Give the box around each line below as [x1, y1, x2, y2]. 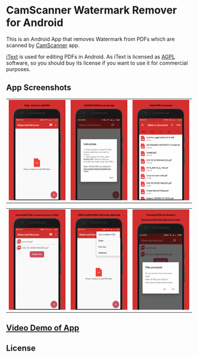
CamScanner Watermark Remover [6, 4, 177, 17]
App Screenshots [6, 83, 72, 93]
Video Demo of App [6, 323, 80, 333]
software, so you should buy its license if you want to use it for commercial [6, 59, 188, 66]
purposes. [6, 65, 31, 72]
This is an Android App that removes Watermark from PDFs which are [6, 35, 175, 42]
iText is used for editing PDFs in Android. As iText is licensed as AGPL [6, 53, 176, 60]
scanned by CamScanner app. [6, 42, 80, 49]
